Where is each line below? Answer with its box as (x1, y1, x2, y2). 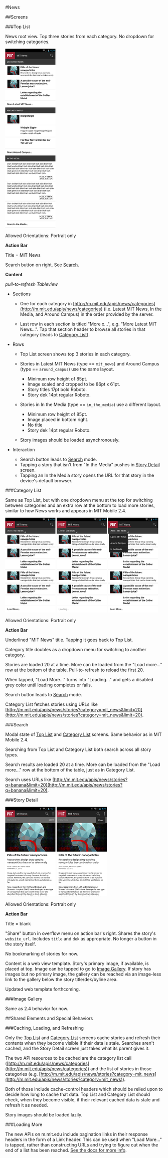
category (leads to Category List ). (20, 331, 90, 337)
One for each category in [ (20, 300, 75, 306)
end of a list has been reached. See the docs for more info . (5, 1147, 127, 1153)
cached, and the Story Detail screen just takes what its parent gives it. (5, 1045, 149, 1051)
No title (27, 422, 43, 428)
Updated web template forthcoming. (5, 986, 80, 992)
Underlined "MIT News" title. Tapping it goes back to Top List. (5, 637, 133, 643)
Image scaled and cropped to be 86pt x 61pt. (27, 381, 120, 387)
